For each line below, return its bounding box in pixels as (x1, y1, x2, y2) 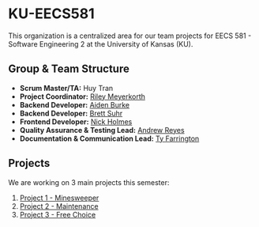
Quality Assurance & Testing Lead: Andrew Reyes (19, 125, 185, 134)
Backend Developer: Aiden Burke (19, 100, 130, 109)
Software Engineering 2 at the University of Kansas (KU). (8, 39, 193, 48)
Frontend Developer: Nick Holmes (19, 116, 133, 127)
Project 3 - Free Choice (19, 210, 96, 219)
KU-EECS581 (8, 5, 95, 23)
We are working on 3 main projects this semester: (8, 177, 170, 187)
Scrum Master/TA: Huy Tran (19, 83, 114, 93)
